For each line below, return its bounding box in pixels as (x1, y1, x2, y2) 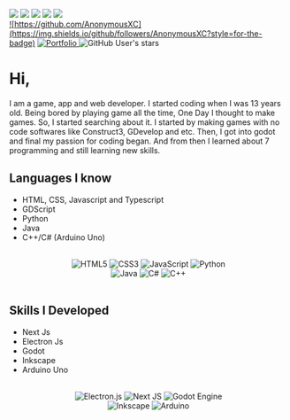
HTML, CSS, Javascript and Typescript (21, 194, 164, 205)
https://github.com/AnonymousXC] (14, 19, 141, 29)
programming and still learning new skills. (9, 144, 161, 155)
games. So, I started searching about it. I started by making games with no (9, 116, 280, 128)
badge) (9, 38, 35, 48)
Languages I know (9, 171, 112, 186)
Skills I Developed (9, 303, 110, 318)
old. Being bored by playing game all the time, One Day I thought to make (9, 107, 276, 118)
